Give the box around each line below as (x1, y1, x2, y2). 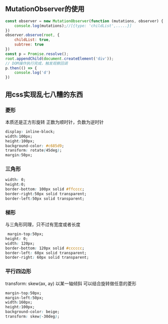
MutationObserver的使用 (5, 5, 85, 14)
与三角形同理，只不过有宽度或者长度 (5, 221, 81, 227)
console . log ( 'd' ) (14, 70, 51, 75)
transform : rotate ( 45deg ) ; (5, 148, 62, 153)
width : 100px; (5, 133, 33, 139)
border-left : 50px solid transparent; (5, 196, 85, 201)
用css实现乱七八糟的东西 (5, 90, 83, 99)
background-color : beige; (5, 309, 60, 314)
